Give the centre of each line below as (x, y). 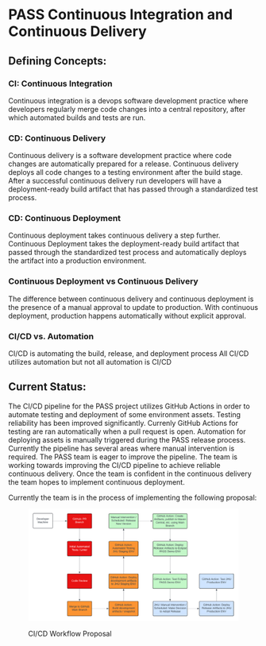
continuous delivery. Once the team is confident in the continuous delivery (130, 474)
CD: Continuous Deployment (65, 219)
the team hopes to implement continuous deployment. (96, 482)
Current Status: (47, 387)
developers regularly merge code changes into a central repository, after (127, 109)
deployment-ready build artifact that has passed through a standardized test (133, 189)
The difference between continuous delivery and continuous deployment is (131, 299)
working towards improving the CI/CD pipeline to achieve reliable (114, 465)
